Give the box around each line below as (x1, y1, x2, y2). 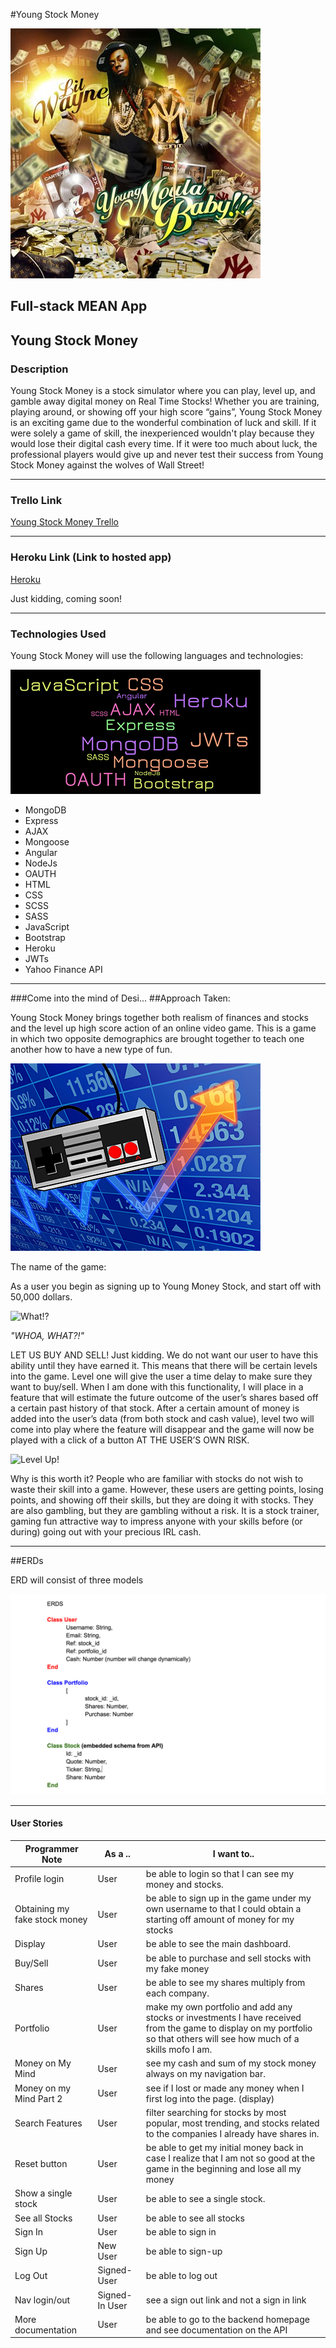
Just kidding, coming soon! (10, 592, 122, 604)
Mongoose (24, 835, 70, 848)
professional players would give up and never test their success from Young (10, 449, 324, 461)
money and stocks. (145, 1878, 224, 1890)
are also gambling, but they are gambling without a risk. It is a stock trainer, (10, 1504, 320, 1516)
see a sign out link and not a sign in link (145, 2294, 307, 2306)
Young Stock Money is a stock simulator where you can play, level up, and (10, 385, 316, 397)
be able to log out (145, 2269, 218, 2281)
